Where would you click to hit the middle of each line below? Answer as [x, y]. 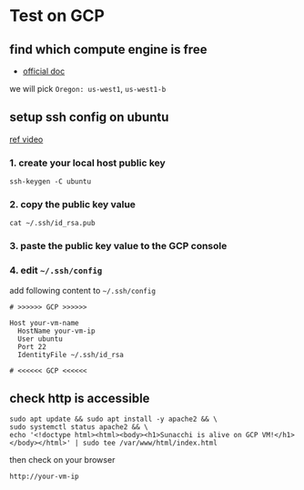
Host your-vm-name [44, 323]
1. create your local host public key [87, 163]
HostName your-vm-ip [56, 331]
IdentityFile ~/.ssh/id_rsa [71, 355]
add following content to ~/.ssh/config [83, 290]
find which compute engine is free [108, 50]
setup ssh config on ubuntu [89, 118]
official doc [44, 71]
